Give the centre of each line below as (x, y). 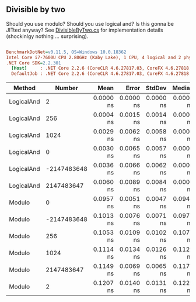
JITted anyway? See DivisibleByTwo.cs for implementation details (85, 30)
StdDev (156, 88)
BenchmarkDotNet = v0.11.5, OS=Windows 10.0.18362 (66, 52)
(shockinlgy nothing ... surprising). (47, 36)
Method (25, 88)
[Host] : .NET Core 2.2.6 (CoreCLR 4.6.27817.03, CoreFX (87, 68)
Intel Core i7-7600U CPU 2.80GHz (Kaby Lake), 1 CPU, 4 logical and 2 (94, 57)
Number (67, 88)
